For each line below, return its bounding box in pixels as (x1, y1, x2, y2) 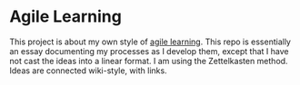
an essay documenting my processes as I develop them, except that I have (9, 45, 289, 56)
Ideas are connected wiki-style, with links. (9, 65, 167, 76)
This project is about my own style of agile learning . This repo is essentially (9, 36, 291, 47)
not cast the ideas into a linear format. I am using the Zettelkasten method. (9, 55, 288, 66)
